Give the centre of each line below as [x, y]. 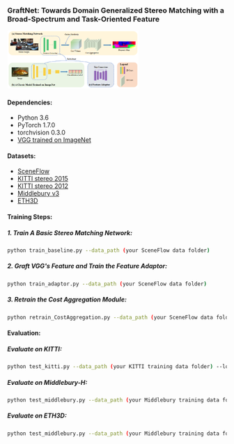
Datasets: [22, 156]
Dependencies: [30, 102]
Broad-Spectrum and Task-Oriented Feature [84, 19]
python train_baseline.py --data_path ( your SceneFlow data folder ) [109, 250]
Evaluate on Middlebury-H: [47, 382]
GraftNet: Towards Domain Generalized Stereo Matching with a [116, 10]
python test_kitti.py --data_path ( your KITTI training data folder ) [110, 367]
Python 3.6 [33, 118]
